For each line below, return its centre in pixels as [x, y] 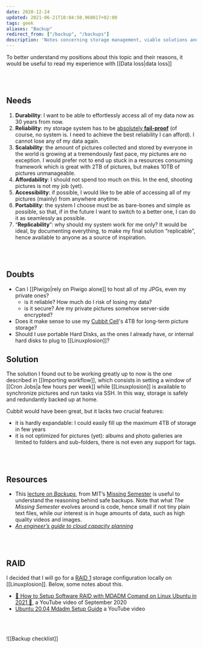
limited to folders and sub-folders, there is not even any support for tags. [106, 442]
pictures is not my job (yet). [49, 186]
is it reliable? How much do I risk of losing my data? [88, 302]
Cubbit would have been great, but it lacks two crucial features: [85, 411]
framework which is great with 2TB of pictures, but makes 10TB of [97, 166]
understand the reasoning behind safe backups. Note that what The [99, 501]
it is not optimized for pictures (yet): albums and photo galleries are [98, 436]
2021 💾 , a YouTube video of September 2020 [71, 603]
